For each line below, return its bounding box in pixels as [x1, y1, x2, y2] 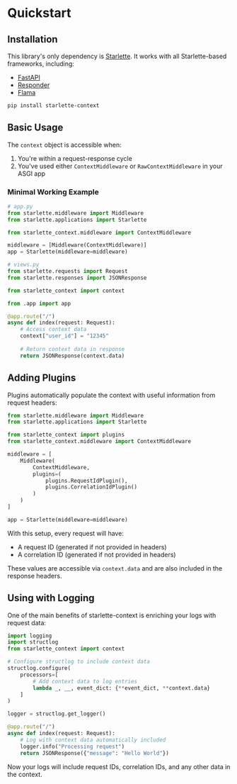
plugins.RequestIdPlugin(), [45, 477, 129, 484]
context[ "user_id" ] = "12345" [20, 332, 110, 340]
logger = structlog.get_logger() [7, 710, 106, 717]
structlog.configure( [7, 665, 71, 672]
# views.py [7, 261, 40, 269]
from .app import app [7, 300, 71, 307]
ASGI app [17, 169, 46, 178]
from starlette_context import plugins [7, 431, 125, 439]
